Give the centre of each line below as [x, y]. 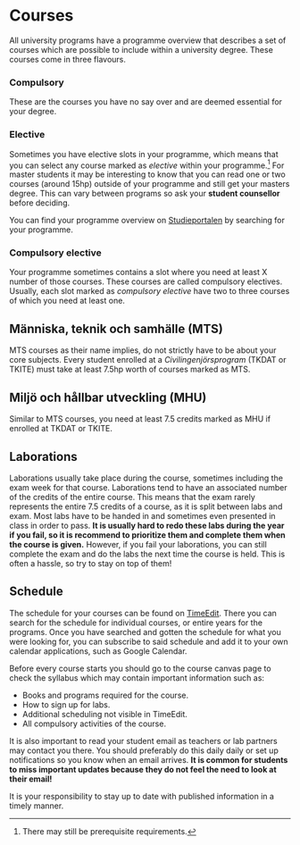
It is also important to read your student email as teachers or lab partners [144, 740]
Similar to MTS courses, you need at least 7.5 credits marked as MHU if [140, 419]
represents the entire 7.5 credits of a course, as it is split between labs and [146, 506]
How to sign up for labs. [66, 704]
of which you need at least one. [67, 301]
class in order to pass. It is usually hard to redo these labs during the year [147, 525]
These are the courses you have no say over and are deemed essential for [146, 102]
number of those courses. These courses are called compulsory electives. [146, 281]
